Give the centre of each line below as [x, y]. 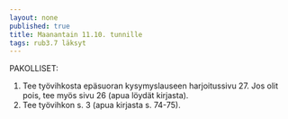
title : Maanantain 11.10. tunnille [76, 34]
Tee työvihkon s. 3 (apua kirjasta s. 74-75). [102, 105]
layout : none [34, 18]
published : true [40, 26]
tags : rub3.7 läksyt [48, 43]
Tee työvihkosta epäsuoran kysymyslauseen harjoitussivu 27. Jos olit [150, 86]
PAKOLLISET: [34, 69]
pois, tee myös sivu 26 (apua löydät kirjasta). [105, 96]
